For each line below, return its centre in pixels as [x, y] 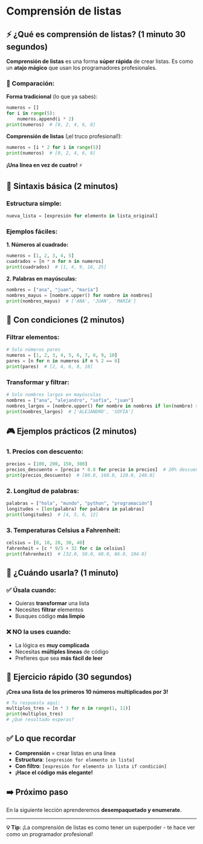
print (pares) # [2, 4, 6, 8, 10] [50, 367]
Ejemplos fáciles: [32, 231]
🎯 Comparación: [31, 83]
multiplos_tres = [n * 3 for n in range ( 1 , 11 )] [69, 708]
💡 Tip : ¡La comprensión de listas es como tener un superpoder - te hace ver [101, 827]
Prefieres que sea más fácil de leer [59, 658]
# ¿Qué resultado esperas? [40, 720]
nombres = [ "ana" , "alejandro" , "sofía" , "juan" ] [70, 400]
